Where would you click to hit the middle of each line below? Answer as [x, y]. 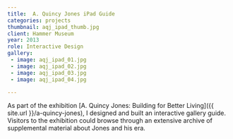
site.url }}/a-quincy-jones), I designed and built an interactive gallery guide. [117, 113]
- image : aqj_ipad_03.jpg [48, 73]
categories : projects [39, 20]
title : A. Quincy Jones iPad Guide [61, 14]
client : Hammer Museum [41, 34]
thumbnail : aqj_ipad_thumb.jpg [53, 27]
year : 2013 [23, 40]
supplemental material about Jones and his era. [77, 128]
